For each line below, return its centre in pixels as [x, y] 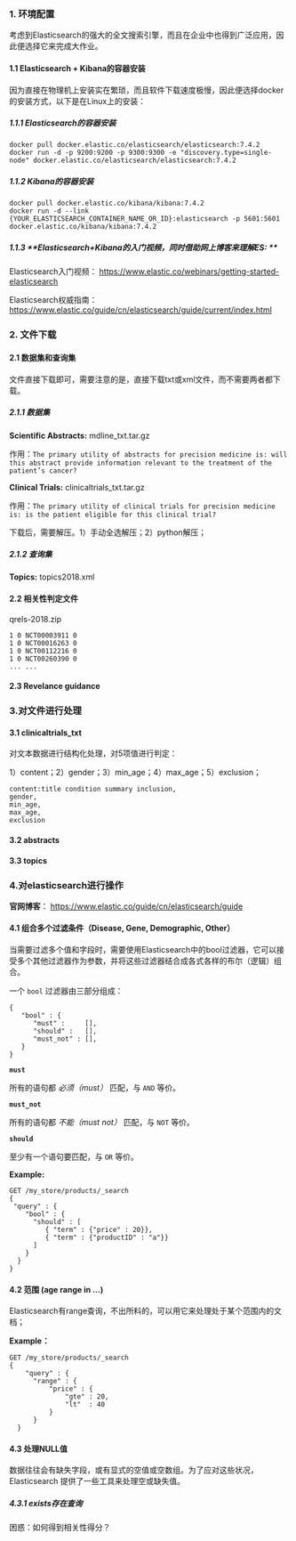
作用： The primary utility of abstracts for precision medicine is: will [148, 454]
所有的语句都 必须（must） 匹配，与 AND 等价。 [95, 1088]
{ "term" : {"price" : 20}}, [99, 1230]
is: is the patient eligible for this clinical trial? [113, 515]
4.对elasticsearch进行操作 [67, 885]
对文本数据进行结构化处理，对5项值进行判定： [93, 753]
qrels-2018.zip [36, 619]
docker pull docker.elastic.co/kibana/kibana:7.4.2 [107, 203]
